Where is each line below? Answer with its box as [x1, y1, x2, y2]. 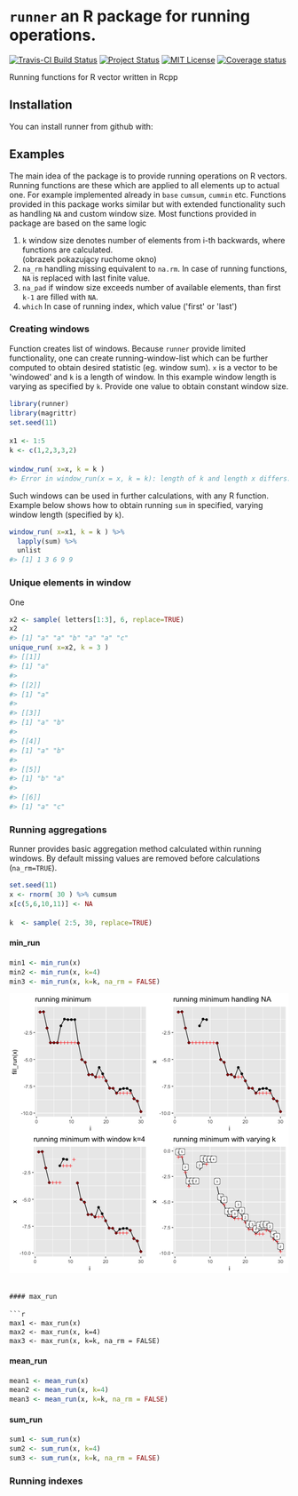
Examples [9, 147, 65, 162]
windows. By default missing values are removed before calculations [9, 853, 260, 863]
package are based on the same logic [9, 218, 147, 228]
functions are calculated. [21, 244, 114, 255]
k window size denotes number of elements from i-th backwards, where [21, 235, 286, 245]
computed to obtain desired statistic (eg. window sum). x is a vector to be [9, 362, 278, 372]
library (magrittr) [9, 409, 77, 418]
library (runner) [9, 399, 69, 408]
